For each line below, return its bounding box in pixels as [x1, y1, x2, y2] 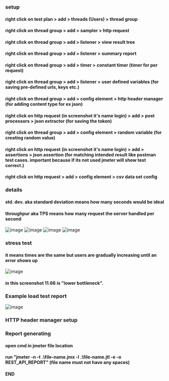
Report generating [5, 330, 51, 337]
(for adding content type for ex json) [5, 101, 83, 107]
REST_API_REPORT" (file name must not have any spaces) [5, 359, 130, 365]
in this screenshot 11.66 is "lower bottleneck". [5, 280, 104, 286]
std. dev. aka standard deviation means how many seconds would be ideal [5, 199, 164, 205]
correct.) [5, 162, 24, 168]
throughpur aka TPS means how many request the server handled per [5, 210, 155, 216]
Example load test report [5, 292, 67, 299]
